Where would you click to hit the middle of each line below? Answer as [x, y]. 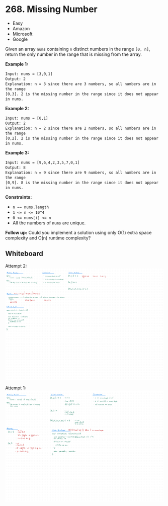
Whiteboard [24, 254]
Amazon [21, 28]
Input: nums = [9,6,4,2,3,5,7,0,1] [43, 162]
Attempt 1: [16, 388]
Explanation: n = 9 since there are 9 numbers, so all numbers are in [81, 173]
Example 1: [17, 64]
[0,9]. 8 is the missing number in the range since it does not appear [82, 183]
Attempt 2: [16, 266]
